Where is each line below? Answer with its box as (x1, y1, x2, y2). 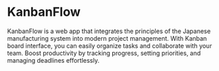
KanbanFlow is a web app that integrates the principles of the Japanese (7, 27, 211, 35)
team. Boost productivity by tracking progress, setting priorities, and (7, 49, 201, 57)
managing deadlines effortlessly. (7, 56, 100, 64)
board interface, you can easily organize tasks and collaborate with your (7, 41, 212, 50)
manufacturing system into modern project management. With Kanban (7, 34, 207, 42)
